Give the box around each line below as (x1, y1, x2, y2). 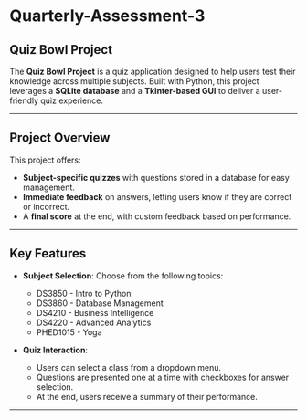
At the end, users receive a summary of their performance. (36, 391, 259, 402)
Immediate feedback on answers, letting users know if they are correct (22, 191, 292, 202)
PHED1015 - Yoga (36, 326, 102, 338)
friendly (9, 95, 39, 106)
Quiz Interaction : (22, 344, 89, 355)
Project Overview (9, 130, 111, 146)
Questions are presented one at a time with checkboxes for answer (36, 372, 290, 383)
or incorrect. (22, 201, 70, 212)
